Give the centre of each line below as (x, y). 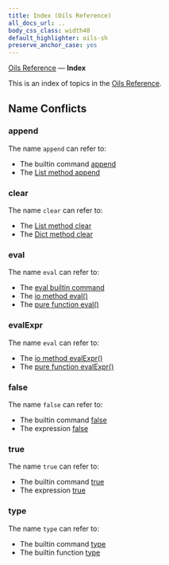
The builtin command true (62, 482)
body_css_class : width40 (49, 30)
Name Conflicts (48, 108)
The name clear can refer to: (56, 210)
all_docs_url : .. (37, 23)
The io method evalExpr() (61, 358)
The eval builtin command (62, 288)
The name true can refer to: (54, 466)
